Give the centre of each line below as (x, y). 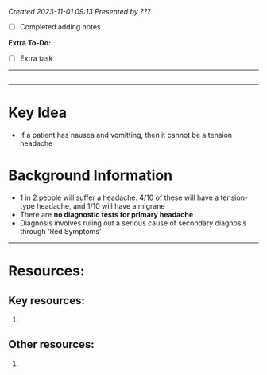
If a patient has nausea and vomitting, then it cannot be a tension (126, 135)
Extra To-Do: (30, 43)
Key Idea (38, 113)
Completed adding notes (60, 27)
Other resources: (51, 344)
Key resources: (46, 301)
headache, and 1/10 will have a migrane (101, 206)
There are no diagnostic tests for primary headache (106, 215)
